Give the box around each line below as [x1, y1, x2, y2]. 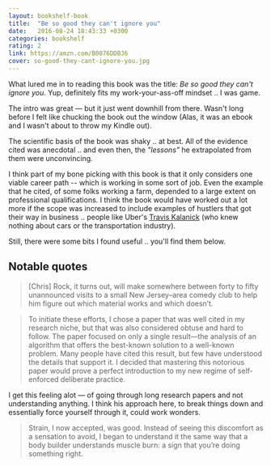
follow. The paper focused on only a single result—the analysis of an [28, 331, 257, 341]
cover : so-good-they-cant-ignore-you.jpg [8, 57, 150, 66]
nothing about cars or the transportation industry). [8, 220, 176, 231]
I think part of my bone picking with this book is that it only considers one [8, 169, 253, 179]
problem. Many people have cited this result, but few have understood [28, 349, 263, 358]
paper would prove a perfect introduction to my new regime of [28, 366, 236, 375]
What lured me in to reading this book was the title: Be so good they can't [8, 78, 253, 89]
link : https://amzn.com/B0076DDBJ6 [8, 49, 129, 57]
